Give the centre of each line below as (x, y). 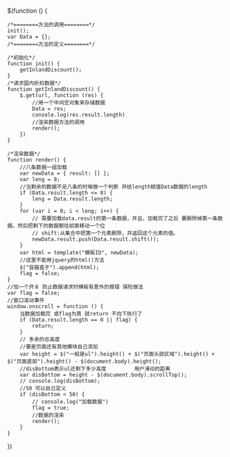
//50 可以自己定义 (43, 388)
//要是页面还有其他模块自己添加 (59, 347)
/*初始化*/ (21, 58)
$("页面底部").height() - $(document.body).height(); (84, 361)
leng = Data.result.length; (72, 199)
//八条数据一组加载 (44, 167)
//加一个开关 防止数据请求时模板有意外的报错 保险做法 (76, 287)
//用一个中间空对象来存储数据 (69, 103)
